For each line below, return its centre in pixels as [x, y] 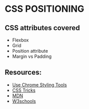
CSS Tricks [24, 90]
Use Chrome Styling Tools [39, 84]
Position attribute [30, 51]
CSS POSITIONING [44, 9]
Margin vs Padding [32, 56]
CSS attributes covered [42, 28]
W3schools [24, 101]
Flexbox [20, 40]
